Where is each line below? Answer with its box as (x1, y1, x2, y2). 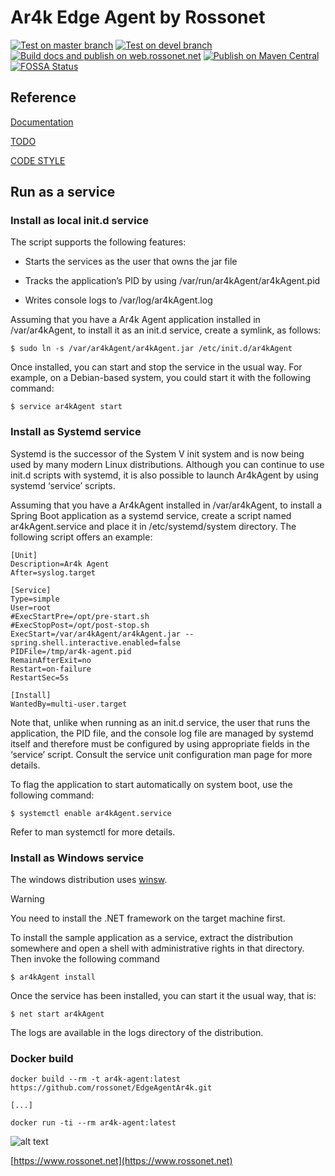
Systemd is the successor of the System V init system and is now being (10, 447, 305, 460)
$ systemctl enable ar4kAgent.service (10, 808, 172, 818)
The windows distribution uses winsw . (10, 874, 168, 886)
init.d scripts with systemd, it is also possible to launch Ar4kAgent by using (10, 469, 319, 481)
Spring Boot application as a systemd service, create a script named (10, 509, 292, 521)
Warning (10, 893, 45, 905)
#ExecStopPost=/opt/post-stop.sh (10, 620, 150, 630)
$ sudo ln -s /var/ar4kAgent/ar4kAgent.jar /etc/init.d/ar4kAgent (10, 344, 293, 354)
